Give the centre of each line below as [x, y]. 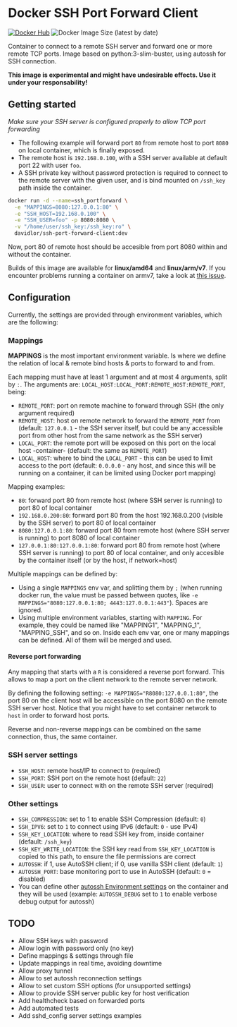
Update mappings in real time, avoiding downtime [90, 963]
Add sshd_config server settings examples [80, 1015]
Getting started [42, 105]
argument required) [46, 413]
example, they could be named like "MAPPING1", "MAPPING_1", [109, 625]
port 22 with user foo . [50, 165]
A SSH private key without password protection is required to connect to [123, 172]
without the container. [40, 254]
